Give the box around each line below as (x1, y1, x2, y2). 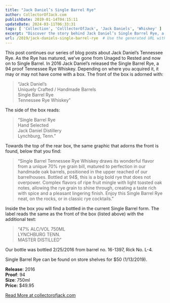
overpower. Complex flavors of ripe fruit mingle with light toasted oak (17, 179, 162, 185)
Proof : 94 (5, 272, 25, 278)
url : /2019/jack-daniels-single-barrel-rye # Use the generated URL (5, 36, 155, 41)
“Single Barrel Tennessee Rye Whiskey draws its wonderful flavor (17, 158, 154, 164)
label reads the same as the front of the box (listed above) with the (5, 211, 144, 217)
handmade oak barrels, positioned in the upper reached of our (17, 168, 148, 175)
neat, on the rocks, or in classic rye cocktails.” (17, 196, 114, 202)
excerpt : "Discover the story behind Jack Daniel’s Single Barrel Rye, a (5, 31, 164, 36)
